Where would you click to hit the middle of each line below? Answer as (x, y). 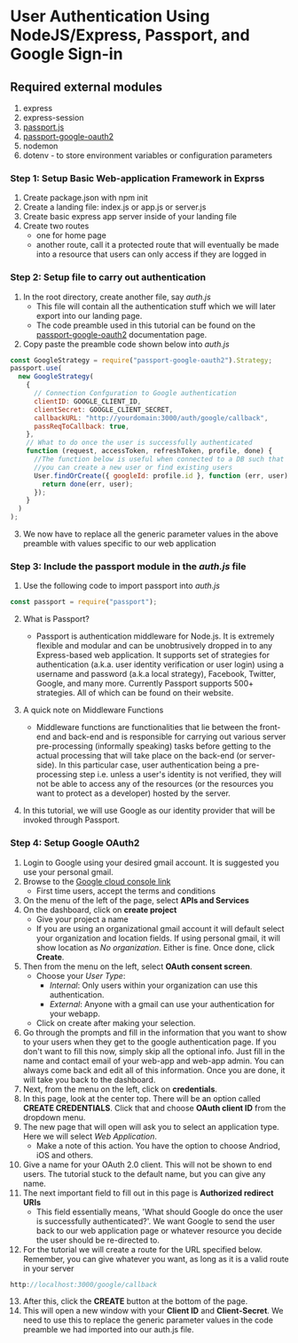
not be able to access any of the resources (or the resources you (155, 784)
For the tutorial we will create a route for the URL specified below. (142, 1249)
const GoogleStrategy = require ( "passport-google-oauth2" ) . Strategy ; (141, 360)
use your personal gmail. (68, 871)
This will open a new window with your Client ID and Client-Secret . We (153, 1311)
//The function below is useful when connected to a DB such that (159, 459)
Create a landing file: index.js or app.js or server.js (114, 207)
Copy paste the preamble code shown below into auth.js (126, 344)
